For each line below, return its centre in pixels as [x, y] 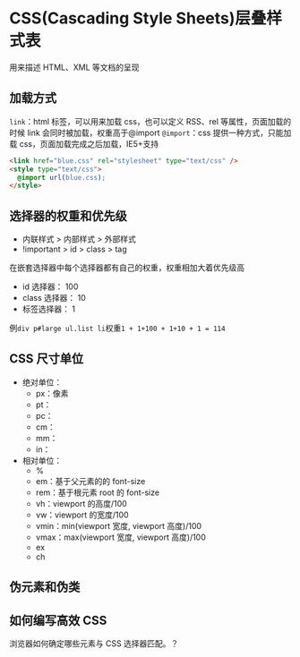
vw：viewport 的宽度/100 [82, 515]
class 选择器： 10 [54, 298]
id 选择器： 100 [50, 286]
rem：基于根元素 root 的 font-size [97, 492]
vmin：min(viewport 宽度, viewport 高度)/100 [119, 525]
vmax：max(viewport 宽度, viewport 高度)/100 [120, 537]
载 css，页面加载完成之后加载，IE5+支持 [84, 143]
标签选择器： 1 [49, 309]
